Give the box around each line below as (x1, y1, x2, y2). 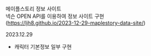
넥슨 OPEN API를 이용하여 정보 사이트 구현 (5, 13, 105, 20)
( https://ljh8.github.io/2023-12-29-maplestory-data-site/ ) (5, 20, 146, 26)
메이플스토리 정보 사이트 (5, 5, 62, 12)
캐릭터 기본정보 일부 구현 (14, 43, 72, 50)
